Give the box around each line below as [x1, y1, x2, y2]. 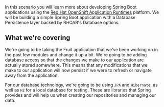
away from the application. [5, 72, 59, 78]
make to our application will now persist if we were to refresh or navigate [5, 67, 152, 73]
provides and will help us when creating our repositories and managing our [5, 92, 156, 98]
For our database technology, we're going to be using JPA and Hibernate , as [5, 82, 158, 88]
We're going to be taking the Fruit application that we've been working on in [5, 46, 158, 53]
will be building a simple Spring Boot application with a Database [5, 15, 136, 20]
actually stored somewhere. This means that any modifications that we [5, 62, 148, 68]
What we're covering [5, 34, 70, 42]
